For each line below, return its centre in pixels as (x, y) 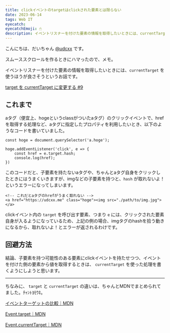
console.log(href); (35, 158)
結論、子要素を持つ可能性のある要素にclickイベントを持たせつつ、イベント (83, 258)
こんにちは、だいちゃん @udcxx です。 (46, 48)
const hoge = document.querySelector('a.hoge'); (57, 140)
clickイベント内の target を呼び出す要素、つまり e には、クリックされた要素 (85, 214)
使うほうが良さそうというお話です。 (43, 76)
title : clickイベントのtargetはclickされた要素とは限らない (63, 10)
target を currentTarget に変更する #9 (44, 87)
